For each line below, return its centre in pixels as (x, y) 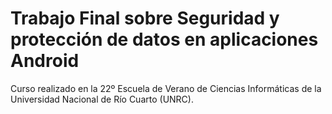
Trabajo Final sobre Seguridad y (145, 18)
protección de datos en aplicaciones (164, 39)
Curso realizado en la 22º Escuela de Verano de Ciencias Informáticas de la (166, 88)
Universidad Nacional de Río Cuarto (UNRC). (102, 99)
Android (45, 61)
